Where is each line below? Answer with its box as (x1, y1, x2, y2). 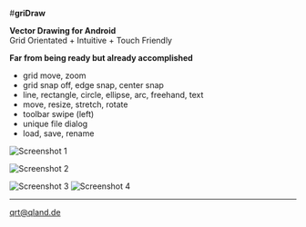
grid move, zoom (22, 70, 87, 81)
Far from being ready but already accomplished (9, 53, 193, 63)
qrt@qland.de (9, 207, 61, 217)
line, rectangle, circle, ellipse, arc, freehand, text (22, 90, 204, 100)
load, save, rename (22, 128, 95, 139)
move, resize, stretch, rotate (22, 99, 128, 110)
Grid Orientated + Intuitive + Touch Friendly (9, 35, 173, 45)
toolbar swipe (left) (22, 109, 95, 119)
